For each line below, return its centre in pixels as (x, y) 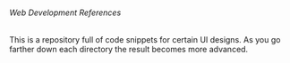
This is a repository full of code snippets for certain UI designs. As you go (145, 40)
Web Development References (65, 12)
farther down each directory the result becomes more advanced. (129, 50)
